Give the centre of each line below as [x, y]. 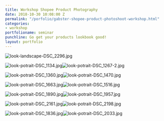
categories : [17, 23]
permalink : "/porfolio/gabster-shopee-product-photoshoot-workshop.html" [82, 19]
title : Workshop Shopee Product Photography [51, 10]
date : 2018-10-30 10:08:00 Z [35, 14]
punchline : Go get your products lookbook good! [56, 38]
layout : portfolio [24, 42]
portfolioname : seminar [30, 33]
